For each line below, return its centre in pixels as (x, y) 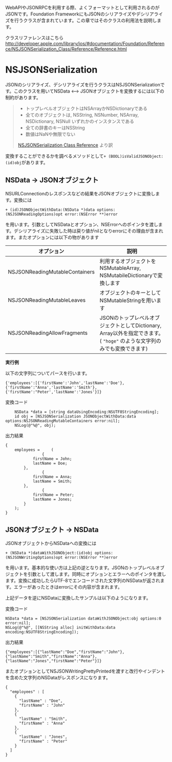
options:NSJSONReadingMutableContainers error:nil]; (63, 421)
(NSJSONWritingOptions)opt (34, 557)
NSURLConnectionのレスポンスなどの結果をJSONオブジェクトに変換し (80, 193)
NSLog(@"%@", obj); (35, 425)
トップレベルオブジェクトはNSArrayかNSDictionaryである (86, 108)
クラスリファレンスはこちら (35, 38)
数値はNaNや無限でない (50, 134)
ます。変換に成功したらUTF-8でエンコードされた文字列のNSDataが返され (83, 580)
